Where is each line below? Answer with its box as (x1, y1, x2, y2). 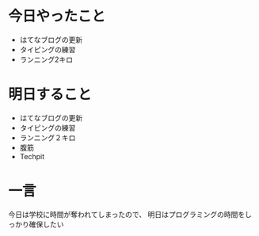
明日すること (8, 86, 93, 104)
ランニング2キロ (19, 55, 74, 64)
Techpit (19, 151, 45, 161)
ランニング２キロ (19, 132, 76, 143)
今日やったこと (8, 7, 106, 25)
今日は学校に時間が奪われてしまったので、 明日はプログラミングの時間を (8, 209, 246, 219)
